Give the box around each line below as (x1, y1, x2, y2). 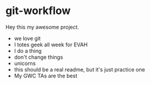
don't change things (14, 53, 63, 60)
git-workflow (5, 4, 71, 18)
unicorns (14, 60, 36, 67)
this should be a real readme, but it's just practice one (14, 66, 145, 73)
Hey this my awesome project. (5, 23, 80, 30)
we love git (14, 35, 41, 42)
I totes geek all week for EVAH (14, 41, 88, 48)
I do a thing (14, 47, 42, 54)
